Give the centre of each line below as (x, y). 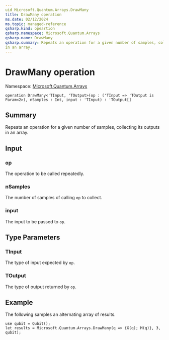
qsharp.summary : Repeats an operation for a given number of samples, (81, 43)
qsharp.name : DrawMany (29, 38)
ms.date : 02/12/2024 (27, 19)
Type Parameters (33, 238)
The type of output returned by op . (41, 287)
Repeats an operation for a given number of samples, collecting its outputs (82, 127)
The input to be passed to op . (35, 221)
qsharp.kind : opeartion (30, 29)
